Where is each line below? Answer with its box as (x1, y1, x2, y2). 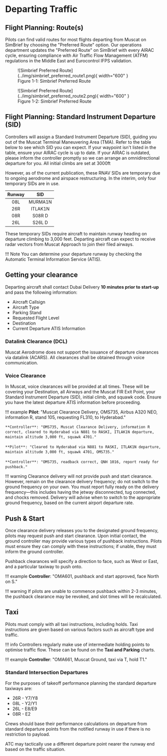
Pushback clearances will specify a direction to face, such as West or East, (5, 559, 159, 565)
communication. (5, 360, 38, 366)
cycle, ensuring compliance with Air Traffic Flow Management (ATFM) (5, 52, 148, 58)
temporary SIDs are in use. (5, 181, 60, 187)
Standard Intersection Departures (5, 669, 88, 676)
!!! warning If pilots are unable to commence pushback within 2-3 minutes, (5, 588, 158, 594)
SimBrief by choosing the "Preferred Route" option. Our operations (5, 42, 142, 48)
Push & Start (5, 514, 45, 523)
